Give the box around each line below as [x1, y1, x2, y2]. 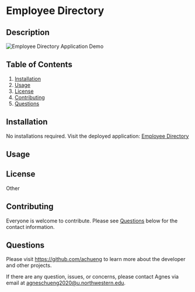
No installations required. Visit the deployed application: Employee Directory [6, 133, 189, 140]
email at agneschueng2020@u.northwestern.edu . [6, 279, 126, 287]
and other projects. [6, 262, 52, 269]
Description [6, 27, 50, 37]
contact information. [6, 223, 55, 230]
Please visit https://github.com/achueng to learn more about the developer [6, 256, 186, 263]
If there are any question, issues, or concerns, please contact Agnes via [6, 273, 179, 280]
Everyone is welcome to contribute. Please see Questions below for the [6, 217, 178, 224]
